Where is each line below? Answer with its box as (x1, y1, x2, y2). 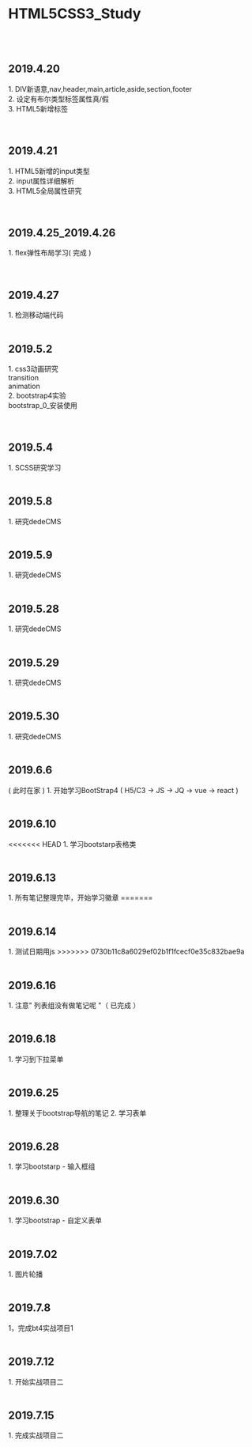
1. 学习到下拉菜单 (8, 1054, 64, 1064)
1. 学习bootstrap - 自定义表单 (8, 1215, 103, 1226)
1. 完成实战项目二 (8, 1430, 64, 1440)
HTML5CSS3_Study (8, 5, 141, 23)
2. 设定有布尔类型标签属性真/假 (8, 94, 109, 104)
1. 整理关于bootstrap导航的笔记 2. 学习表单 (8, 1108, 147, 1117)
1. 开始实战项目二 (8, 1377, 64, 1386)
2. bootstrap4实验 (8, 391, 67, 400)
